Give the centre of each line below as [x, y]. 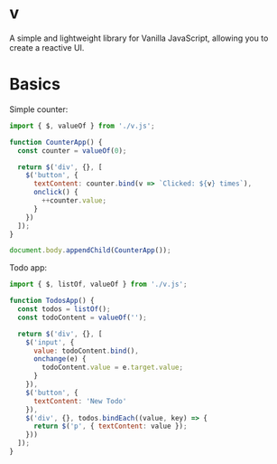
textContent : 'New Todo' [80, 401]
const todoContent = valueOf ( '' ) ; [82, 317]
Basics [35, 85]
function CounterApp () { [56, 142]
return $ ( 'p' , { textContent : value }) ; [110, 426]
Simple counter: [39, 109]
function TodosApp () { [52, 301]
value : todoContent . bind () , [86, 351]
